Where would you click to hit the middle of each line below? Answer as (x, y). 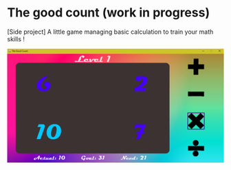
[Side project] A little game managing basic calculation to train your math (110, 32)
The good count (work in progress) (109, 13)
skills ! (16, 39)
